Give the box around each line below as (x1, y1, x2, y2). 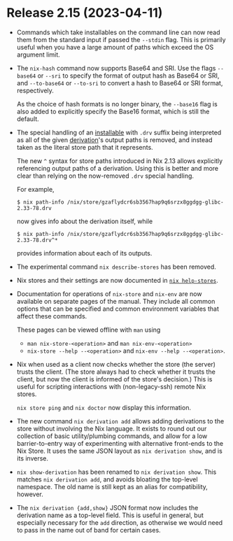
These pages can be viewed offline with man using (16, 325, 161, 334)
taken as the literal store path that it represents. (16, 143, 153, 151)
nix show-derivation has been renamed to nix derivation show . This (16, 468, 217, 476)
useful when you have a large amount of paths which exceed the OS (16, 43, 214, 51)
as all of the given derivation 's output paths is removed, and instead (16, 135, 213, 144)
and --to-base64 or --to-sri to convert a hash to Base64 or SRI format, (16, 78, 223, 87)
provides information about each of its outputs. (16, 248, 153, 257)
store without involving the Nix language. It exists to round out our (16, 424, 207, 433)
